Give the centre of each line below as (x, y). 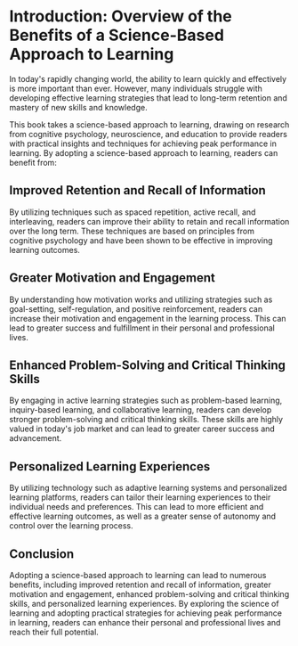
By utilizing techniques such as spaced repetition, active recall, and (133, 212)
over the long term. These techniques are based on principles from (132, 231)
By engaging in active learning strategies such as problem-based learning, (146, 401)
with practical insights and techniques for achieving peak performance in (143, 143)
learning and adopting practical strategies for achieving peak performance (146, 613)
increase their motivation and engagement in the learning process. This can (148, 318)
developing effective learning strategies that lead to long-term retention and (148, 98)
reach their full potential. (54, 632)
